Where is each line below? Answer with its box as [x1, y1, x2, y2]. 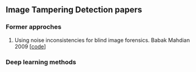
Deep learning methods [5, 58, 76, 66]
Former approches [5, 23, 62, 31]
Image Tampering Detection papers [5, 5, 143, 15]
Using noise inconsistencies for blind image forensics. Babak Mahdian [14, 36, 191, 44]
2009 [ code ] [14, 43, 46, 50]
